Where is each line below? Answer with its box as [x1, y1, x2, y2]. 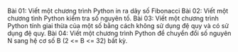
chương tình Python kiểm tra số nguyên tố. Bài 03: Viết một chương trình [7, 14, 219, 22]
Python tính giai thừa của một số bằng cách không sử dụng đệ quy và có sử [7, 22, 229, 30]
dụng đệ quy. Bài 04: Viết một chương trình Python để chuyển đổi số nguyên [7, 29, 232, 37]
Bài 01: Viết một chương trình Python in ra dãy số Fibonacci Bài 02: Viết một [7, 7, 229, 15]
